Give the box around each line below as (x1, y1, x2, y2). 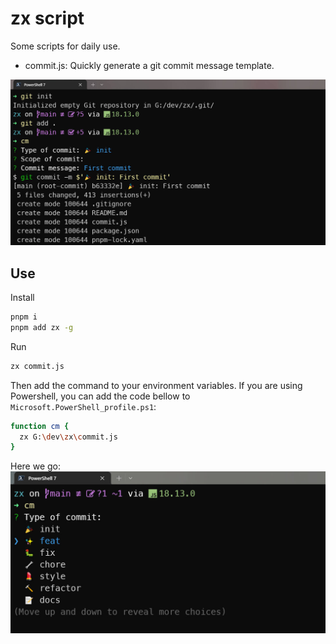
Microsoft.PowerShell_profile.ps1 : (10, 400, 157, 412)
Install (10, 292, 35, 304)
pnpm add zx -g (10, 322, 74, 332)
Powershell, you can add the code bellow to (10, 390, 191, 402)
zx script (10, 7, 85, 30)
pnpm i (10, 312, 38, 322)
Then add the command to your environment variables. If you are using (10, 379, 303, 391)
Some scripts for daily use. (10, 40, 121, 52)
